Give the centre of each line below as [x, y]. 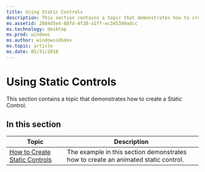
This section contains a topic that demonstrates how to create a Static [94, 99]
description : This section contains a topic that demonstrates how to [98, 18]
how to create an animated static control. [125, 159]
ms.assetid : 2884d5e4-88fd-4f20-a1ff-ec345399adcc [72, 23]
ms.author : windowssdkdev [39, 40]
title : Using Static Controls [45, 12]
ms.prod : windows [28, 35]
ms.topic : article [30, 46]
